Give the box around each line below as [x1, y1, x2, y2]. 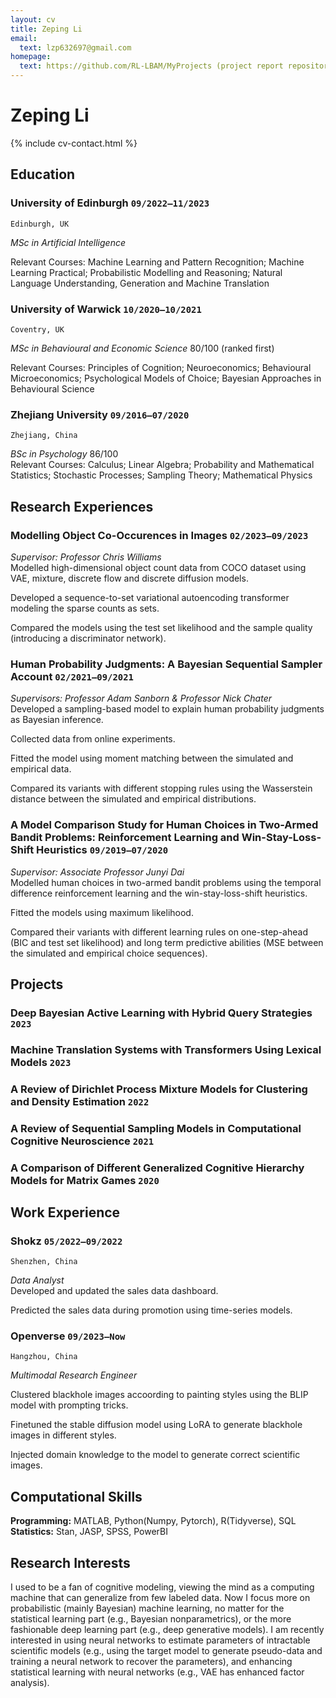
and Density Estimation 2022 [10, 1094, 150, 1108]
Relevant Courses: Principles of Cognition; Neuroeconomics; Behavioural [10, 361, 312, 373]
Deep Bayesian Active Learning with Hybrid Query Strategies [10, 1006, 313, 1020]
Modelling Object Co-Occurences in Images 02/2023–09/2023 [10, 528, 309, 542]
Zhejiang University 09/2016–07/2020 [10, 407, 190, 421]
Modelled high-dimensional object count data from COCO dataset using [10, 561, 307, 573]
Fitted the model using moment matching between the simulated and [10, 752, 294, 765]
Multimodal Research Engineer [10, 1369, 138, 1381]
